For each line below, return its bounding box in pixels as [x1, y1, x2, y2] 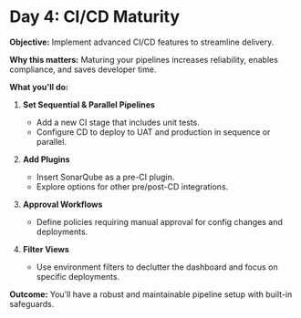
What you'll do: [9, 81, 69, 92]
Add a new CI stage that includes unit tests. [36, 117, 201, 128]
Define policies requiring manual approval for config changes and [36, 216, 283, 227]
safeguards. [9, 298, 55, 309]
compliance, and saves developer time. [9, 64, 157, 75]
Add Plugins [22, 153, 70, 165]
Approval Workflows [22, 199, 103, 210]
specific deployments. [36, 271, 120, 282]
